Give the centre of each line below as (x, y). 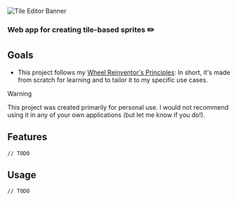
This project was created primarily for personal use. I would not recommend (118, 107)
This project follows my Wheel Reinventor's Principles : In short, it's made (124, 72)
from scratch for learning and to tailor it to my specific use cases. (113, 80)
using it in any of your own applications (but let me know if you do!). (106, 115)
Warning (19, 93)
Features (27, 137)
